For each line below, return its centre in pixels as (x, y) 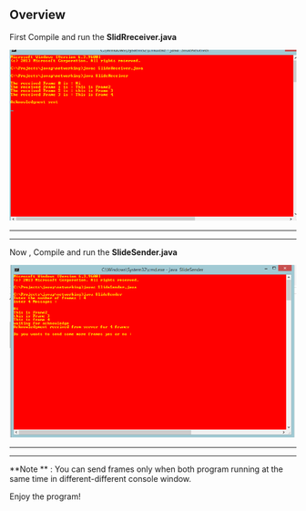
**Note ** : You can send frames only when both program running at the (147, 469)
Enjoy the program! (45, 496)
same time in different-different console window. (101, 479)
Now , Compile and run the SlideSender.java (93, 252)
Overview (38, 15)
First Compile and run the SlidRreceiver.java (93, 36)
